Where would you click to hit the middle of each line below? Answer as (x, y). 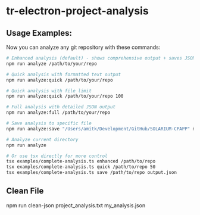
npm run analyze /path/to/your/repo (51, 64)
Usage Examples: (39, 33)
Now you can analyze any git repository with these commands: (83, 47)
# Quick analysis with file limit (49, 91)
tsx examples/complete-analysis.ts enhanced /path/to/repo (81, 161)
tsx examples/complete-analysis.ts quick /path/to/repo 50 (81, 167)
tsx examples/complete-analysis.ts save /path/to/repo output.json (92, 173)
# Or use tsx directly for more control (57, 156)
